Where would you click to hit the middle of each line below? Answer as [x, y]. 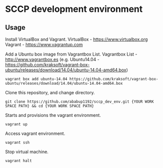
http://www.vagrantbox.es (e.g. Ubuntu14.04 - [52, 59]
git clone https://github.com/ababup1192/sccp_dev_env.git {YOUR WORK [80, 102]
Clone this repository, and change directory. [50, 92]
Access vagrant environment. [35, 133]
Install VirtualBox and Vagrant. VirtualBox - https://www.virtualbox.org [77, 39]
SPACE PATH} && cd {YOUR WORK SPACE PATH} [50, 106]
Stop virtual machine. [27, 152]
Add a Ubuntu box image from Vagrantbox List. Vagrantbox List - [71, 54]
